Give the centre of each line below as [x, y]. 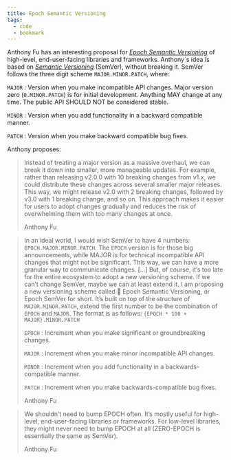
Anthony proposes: [34, 149]
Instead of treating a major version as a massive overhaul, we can [117, 163]
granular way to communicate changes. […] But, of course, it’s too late [123, 270]
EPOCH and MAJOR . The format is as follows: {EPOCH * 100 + [105, 314]
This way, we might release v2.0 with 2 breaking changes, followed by [123, 192]
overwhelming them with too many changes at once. [98, 214]
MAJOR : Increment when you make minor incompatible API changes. [119, 353]
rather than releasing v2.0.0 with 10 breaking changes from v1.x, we [120, 177]
